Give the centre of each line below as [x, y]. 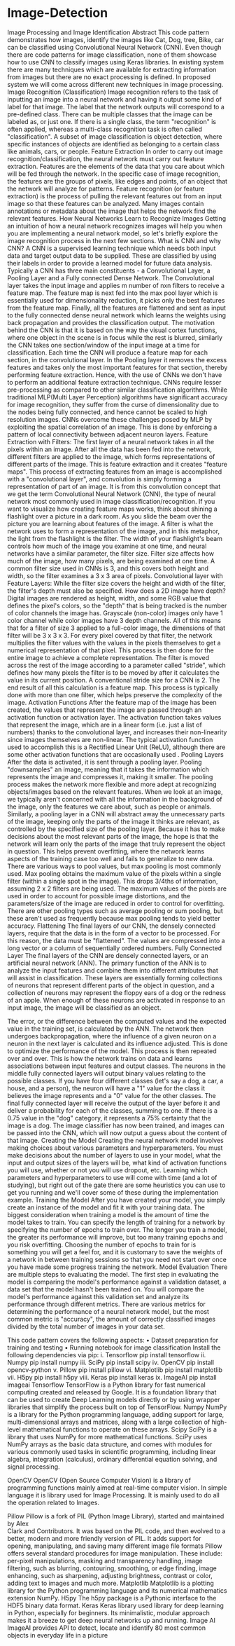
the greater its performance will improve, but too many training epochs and [115, 1237]
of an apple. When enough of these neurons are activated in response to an [116, 1000]
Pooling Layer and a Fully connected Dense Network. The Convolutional [111, 277]
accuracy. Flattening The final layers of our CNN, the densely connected [111, 926]
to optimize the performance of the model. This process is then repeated [112, 1051]
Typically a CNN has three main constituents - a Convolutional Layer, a [109, 270]
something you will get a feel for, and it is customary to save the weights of [115, 1251]
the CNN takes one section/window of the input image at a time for [104, 345]
